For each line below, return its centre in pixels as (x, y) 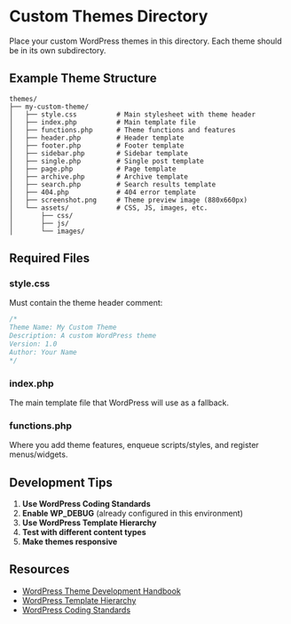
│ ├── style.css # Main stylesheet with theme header (132, 114)
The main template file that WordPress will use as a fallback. (119, 403)
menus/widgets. (39, 454)
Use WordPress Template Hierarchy (89, 523)
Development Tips (61, 482)
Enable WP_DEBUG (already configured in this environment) (133, 514)
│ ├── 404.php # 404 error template (103, 192)
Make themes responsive (70, 542)
